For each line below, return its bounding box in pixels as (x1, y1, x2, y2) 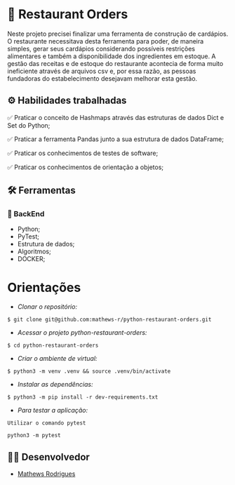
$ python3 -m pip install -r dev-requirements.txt (7, 394, 159, 401)
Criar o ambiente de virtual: (17, 354, 98, 363)
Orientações (7, 279, 81, 295)
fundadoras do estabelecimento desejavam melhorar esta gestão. (7, 74, 198, 83)
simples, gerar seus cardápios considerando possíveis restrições (7, 44, 195, 53)
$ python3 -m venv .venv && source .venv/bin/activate (7, 368, 171, 375)
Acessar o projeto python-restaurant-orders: (17, 328, 147, 337)
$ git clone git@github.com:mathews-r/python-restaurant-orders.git (7, 316, 212, 324)
